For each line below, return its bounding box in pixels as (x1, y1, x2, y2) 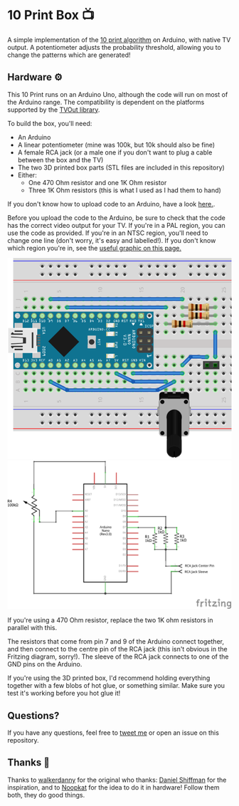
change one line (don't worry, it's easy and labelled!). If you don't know (7, 236, 216, 244)
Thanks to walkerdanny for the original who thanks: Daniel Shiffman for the (7, 775, 227, 784)
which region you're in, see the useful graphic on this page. (7, 244, 182, 252)
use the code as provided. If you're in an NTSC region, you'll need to (7, 229, 208, 237)
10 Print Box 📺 (7, 7, 95, 23)
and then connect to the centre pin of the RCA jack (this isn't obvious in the (7, 645, 228, 654)
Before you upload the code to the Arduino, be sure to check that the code (7, 213, 225, 222)
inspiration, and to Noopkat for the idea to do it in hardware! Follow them (7, 783, 220, 792)
